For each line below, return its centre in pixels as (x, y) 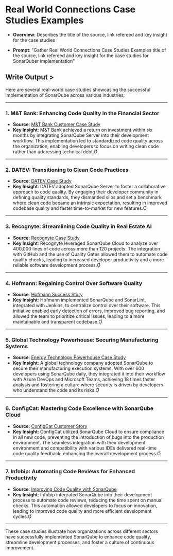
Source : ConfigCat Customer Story (50, 426)
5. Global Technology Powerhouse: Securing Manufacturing (82, 339)
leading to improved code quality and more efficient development (82, 511)
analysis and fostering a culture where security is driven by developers (88, 385)
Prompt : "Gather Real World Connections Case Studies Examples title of (89, 50)
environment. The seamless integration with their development (79, 442)
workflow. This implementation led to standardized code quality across (88, 141)
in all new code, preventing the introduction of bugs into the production (88, 437)
